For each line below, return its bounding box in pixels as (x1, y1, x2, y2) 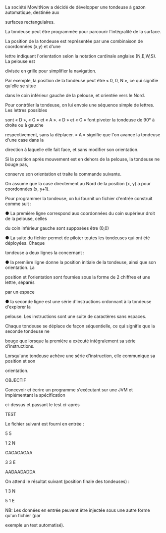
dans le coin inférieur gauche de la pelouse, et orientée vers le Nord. (5, 93, 145, 98)
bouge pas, (5, 161, 28, 167)
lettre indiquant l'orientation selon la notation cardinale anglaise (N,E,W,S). (5, 53, 157, 59)
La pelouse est (5, 58, 36, 64)
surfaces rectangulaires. (5, 19, 55, 25)
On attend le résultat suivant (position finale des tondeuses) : (5, 479, 130, 484)
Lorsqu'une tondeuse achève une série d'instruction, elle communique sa (5, 353, 155, 359)
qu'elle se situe (5, 83, 36, 89)
